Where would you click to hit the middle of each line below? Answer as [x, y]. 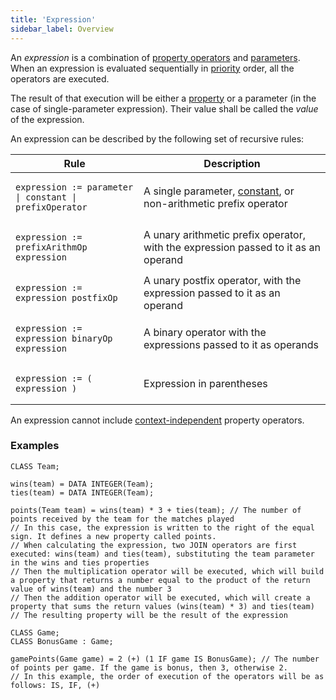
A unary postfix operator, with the [222, 280]
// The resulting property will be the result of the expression [149, 615]
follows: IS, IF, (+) [55, 685]
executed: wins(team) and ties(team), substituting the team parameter [162, 554]
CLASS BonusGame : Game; [62, 641]
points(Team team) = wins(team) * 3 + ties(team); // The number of [156, 510]
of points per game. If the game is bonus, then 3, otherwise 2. [149, 667]
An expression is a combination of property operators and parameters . [155, 57]
